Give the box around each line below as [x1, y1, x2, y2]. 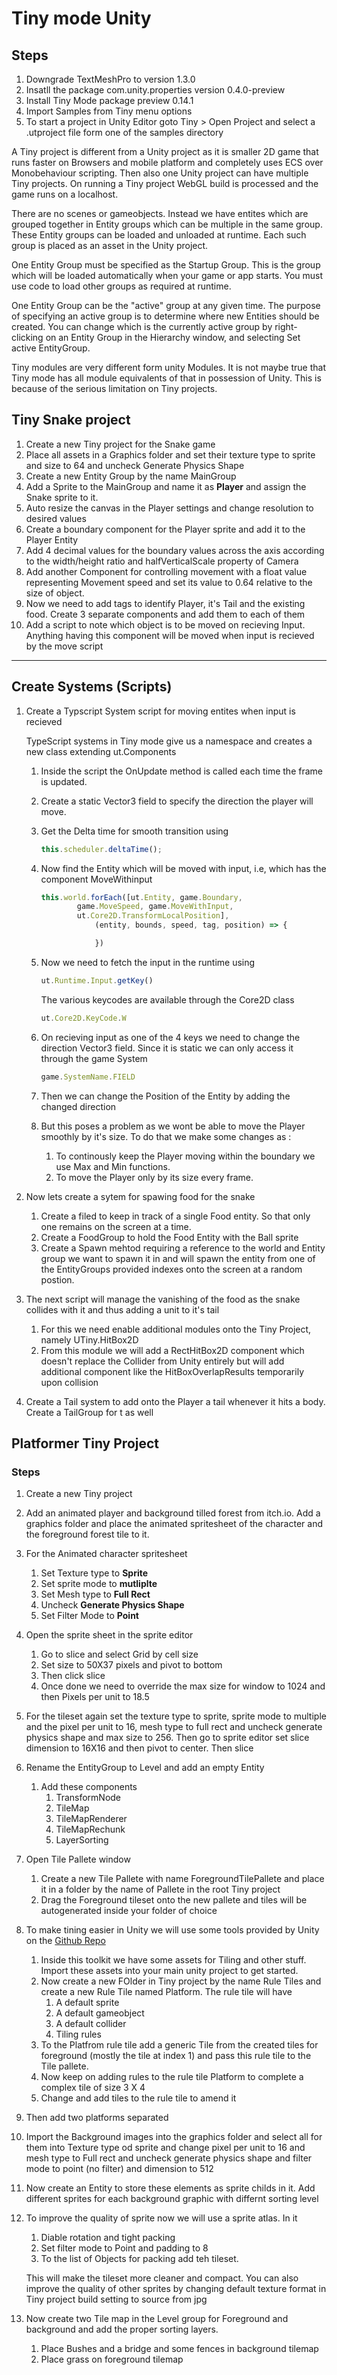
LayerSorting [55, 1834, 109, 1846]
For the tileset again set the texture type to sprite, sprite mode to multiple [25, 1710, 327, 1722]
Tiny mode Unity [11, 7, 152, 30]
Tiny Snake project [11, 412, 131, 429]
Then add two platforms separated [25, 2112, 169, 2124]
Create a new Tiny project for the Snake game [25, 438, 216, 450]
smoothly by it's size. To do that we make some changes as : [40, 1130, 292, 1142]
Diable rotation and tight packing [40, 2232, 176, 2244]
